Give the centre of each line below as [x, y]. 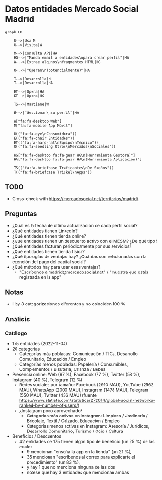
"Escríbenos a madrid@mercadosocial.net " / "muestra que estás [84, 272]
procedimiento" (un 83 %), [53, 462]
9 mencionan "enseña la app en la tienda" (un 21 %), [79, 452]
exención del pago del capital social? [49, 262]
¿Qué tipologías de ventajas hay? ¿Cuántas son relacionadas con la [79, 256]
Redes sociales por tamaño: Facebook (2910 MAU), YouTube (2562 [86, 385]
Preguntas [21, 214]
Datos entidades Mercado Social [72, 9]
